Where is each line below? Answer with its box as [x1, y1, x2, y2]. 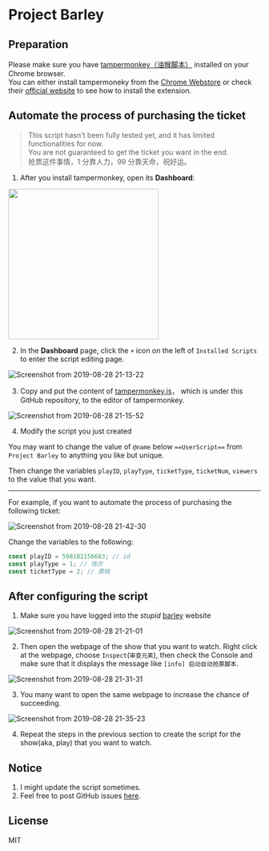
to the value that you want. [8, 474, 96, 484]
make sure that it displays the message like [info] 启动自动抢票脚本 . [19, 659, 239, 668]
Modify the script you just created [19, 426, 132, 436]
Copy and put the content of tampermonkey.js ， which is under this [19, 386, 243, 396]
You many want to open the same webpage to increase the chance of [19, 690, 250, 700]
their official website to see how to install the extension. [8, 86, 192, 95]
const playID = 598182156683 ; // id [8, 552, 130, 560]
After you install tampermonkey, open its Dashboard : [19, 172, 195, 182]
